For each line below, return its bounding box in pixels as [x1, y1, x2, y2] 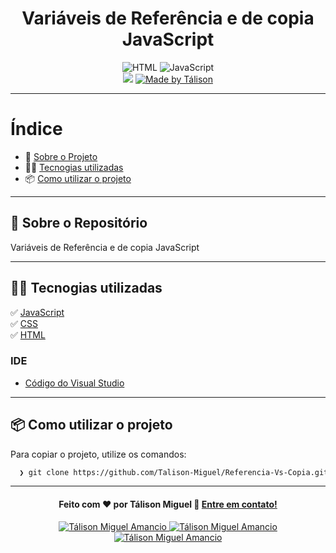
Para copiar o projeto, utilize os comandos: [10, 448, 187, 460]
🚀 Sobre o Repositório [10, 215, 148, 232]
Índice [10, 118, 63, 141]
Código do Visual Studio [24, 377, 125, 389]
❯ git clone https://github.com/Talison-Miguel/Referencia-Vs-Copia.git [19, 467, 329, 477]
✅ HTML [10, 328, 46, 341]
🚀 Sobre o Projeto [24, 150, 98, 162]
